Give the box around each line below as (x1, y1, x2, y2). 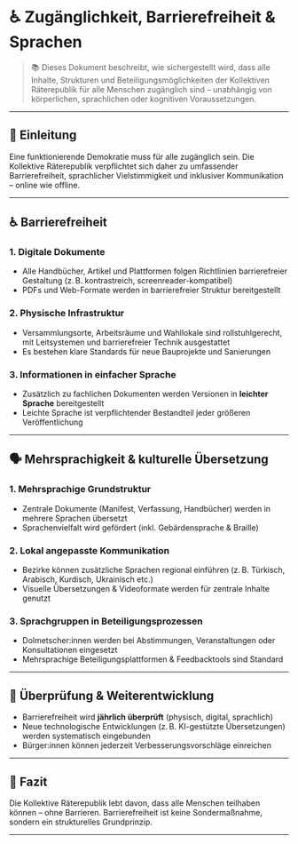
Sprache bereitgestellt (21, 398, 105, 409)
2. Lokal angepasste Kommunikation (9, 544, 170, 556)
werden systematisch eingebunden (21, 730, 151, 742)
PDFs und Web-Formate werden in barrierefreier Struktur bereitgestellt (21, 285, 281, 296)
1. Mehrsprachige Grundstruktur (9, 483, 152, 496)
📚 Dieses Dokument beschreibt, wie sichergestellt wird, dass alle (30, 61, 271, 72)
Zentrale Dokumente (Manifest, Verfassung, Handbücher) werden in (21, 503, 271, 514)
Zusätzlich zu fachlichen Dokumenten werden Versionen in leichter (21, 388, 269, 400)
